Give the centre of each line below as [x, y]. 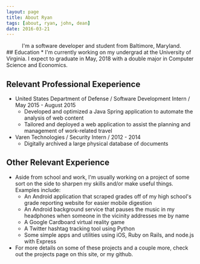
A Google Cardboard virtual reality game [74, 222]
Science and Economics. [37, 65]
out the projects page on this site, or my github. [74, 254]
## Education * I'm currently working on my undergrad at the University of [99, 53]
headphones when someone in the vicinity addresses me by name [106, 216]
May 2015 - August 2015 [45, 105]
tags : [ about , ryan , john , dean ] [48, 23]
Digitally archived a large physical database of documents [96, 144]
